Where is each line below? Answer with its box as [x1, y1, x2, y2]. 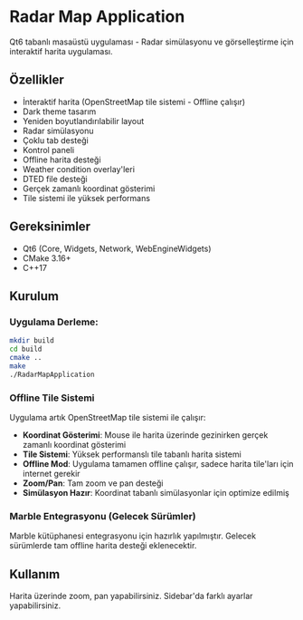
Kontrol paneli [22, 144, 75, 155]
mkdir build [9, 336, 54, 345]
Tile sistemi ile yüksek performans [22, 192, 151, 203]
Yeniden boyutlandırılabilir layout [22, 115, 145, 126]
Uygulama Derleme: [9, 315, 99, 328]
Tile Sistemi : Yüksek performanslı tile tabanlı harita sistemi [22, 449, 241, 460]
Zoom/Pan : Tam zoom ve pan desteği [22, 478, 164, 489]
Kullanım [9, 567, 61, 582]
